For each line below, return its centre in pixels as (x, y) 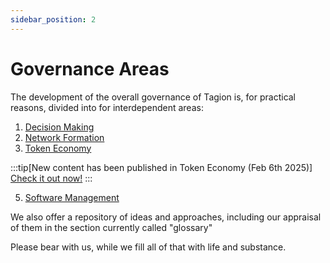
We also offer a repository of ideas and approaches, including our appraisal (166, 217)
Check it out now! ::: (51, 178)
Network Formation (64, 137)
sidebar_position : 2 (53, 19)
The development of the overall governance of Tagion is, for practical (153, 97)
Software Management (72, 197)
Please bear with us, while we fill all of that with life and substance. (148, 247)
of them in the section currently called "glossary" (111, 227)
